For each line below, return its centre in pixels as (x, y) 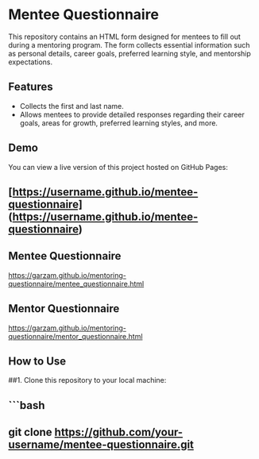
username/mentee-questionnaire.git (101, 445)
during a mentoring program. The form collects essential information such (129, 44)
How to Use (37, 361)
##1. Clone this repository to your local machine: (87, 380)
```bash (27, 405)
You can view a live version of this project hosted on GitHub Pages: (118, 167)
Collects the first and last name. (72, 106)
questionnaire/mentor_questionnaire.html (75, 336)
